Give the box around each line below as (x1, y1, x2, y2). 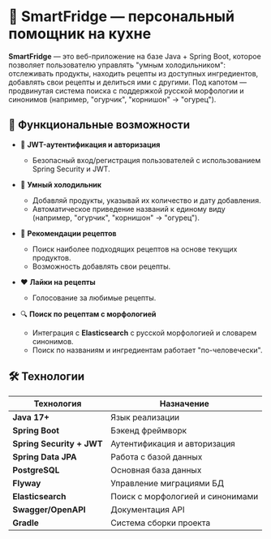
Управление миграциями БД (110, 477, 225, 489)
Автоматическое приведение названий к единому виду (32, 204, 226, 213)
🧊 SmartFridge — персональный (8, 7, 235, 26)
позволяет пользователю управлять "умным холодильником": (8, 60, 226, 70)
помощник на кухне (8, 24, 152, 43)
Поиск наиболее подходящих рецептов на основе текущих (32, 244, 238, 254)
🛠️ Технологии (8, 369, 85, 384)
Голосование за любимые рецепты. (32, 292, 157, 303)
